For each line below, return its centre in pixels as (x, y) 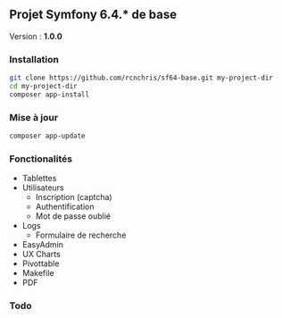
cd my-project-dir (43, 86)
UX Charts (41, 255)
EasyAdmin (43, 245)
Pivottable (41, 264)
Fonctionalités (41, 158)
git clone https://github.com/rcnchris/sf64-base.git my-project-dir (141, 78)
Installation (34, 59)
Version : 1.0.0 (36, 36)
